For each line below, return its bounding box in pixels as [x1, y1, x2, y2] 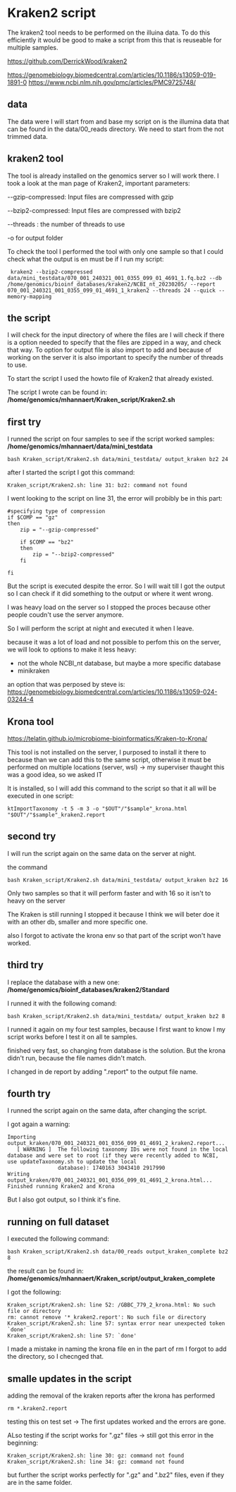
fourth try [7, 1088, 51, 1100]
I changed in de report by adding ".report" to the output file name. [7, 1067, 199, 1076]
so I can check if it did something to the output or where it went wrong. [7, 589, 213, 598]
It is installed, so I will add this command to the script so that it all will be [7, 784, 217, 793]
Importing [7, 1134, 37, 1141]
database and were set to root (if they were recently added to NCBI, [7, 1152, 219, 1159]
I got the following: [7, 1288, 61, 1297]
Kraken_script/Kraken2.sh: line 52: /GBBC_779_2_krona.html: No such [7, 1302, 216, 1309]
